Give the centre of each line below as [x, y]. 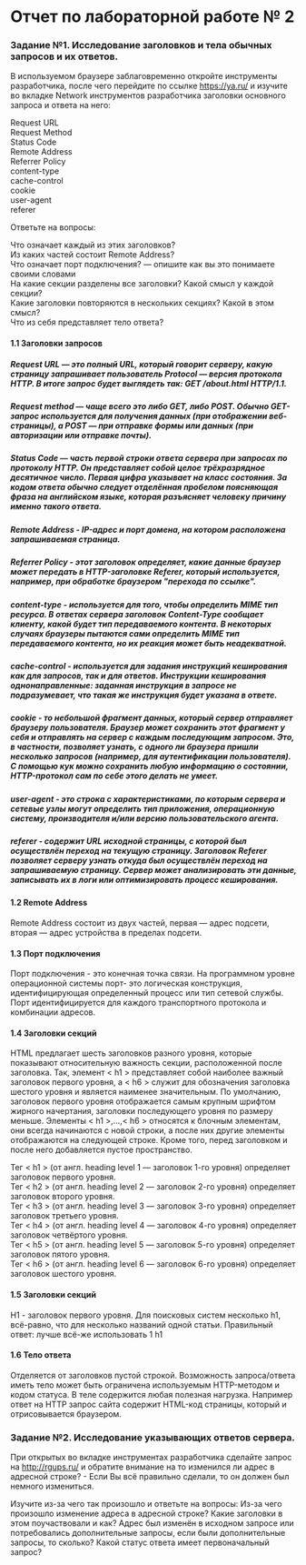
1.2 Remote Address [49, 903]
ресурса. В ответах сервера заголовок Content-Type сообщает [137, 614]
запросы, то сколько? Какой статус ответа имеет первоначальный [140, 1542]
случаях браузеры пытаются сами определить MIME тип [125, 633]
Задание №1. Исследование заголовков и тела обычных [141, 45]
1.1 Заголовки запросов [57, 344]
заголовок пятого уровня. [60, 1254]
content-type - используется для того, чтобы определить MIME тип [144, 604]
